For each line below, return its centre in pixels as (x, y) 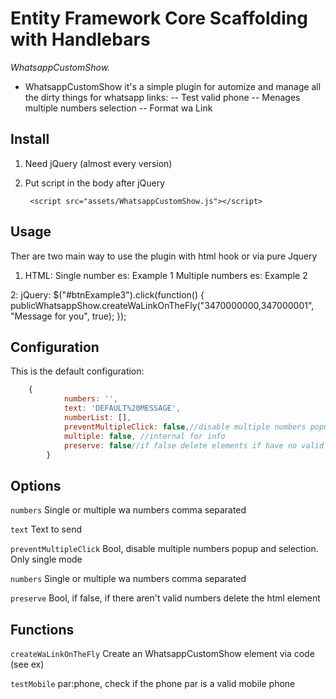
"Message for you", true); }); (68, 316)
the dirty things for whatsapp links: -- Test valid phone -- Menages (162, 97)
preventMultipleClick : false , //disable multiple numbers (185, 427)
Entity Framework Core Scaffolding (159, 18)
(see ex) (27, 664)
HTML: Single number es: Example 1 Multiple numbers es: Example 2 (166, 275)
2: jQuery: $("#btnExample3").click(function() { (107, 294)
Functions (42, 629)
